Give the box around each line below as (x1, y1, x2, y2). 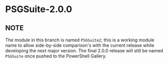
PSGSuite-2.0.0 (5, 4, 72, 15)
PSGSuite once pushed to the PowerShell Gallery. (5, 53, 107, 59)
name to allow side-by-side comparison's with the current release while (5, 42, 154, 48)
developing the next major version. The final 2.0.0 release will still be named (5, 48, 163, 53)
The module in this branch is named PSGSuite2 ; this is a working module (5, 37, 155, 43)
